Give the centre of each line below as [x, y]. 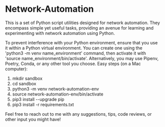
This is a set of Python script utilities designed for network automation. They [82, 23]
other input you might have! [33, 119]
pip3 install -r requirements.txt [43, 104]
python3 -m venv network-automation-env [56, 89]
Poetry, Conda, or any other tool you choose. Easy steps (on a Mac [73, 63]
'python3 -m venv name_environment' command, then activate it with [76, 53]
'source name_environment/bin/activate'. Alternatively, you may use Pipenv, [82, 58]
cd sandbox [24, 83]
